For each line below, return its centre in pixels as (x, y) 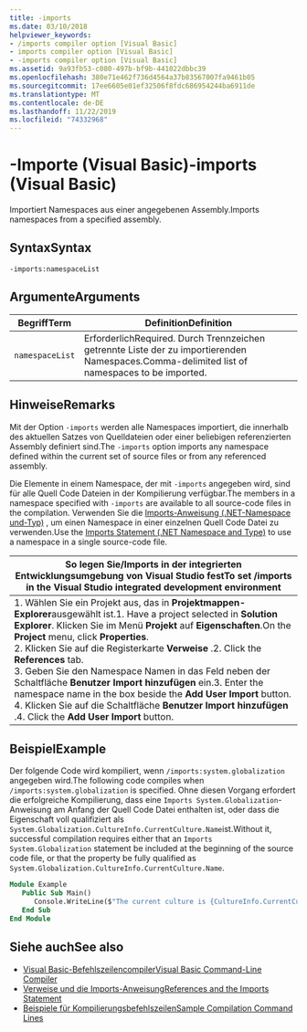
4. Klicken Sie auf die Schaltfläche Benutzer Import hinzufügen (152, 705)
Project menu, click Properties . (81, 637)
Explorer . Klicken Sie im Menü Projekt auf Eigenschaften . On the (153, 625)
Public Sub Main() (57, 893)
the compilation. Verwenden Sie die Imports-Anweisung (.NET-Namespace (150, 512)
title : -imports (40, 18)
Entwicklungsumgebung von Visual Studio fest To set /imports (153, 575)
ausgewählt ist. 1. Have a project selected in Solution (165, 614)
